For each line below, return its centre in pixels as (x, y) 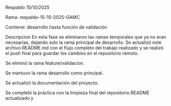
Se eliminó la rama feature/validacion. (45, 63)
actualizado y (19, 98)
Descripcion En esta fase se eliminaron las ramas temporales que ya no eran (86, 37)
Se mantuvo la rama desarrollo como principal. (54, 73)
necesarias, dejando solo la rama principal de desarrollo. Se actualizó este (83, 42)
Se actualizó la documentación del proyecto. (52, 83)
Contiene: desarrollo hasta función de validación (56, 27)
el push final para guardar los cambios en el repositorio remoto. (72, 53)
